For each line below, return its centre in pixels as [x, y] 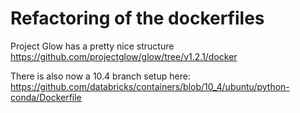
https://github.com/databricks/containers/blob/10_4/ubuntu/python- [150, 86]
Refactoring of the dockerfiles [137, 18]
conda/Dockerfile [46, 97]
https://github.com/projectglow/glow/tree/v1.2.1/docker [124, 56]
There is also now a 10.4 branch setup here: [100, 76]
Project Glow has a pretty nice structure [92, 46]
